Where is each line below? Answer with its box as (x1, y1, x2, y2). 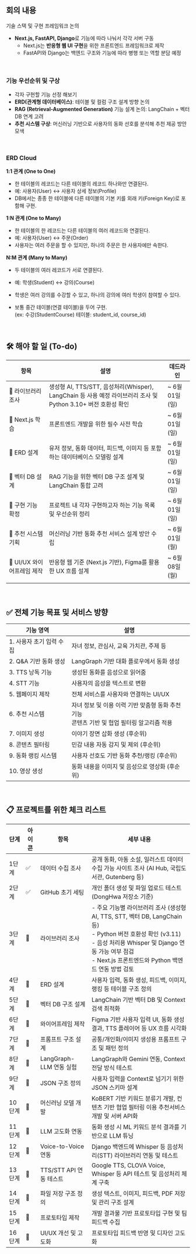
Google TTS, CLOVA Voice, (91, 1161, 166, 1169)
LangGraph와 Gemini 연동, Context (91, 1055, 185, 1063)
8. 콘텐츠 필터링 (9, 740, 50, 749)
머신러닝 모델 (40, 1098, 75, 1107)
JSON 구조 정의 (40, 1079, 81, 1087)
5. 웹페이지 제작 (9, 690, 50, 698)
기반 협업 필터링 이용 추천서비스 (104, 1103, 185, 1111)
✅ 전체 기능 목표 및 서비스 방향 (6, 607, 108, 617)
